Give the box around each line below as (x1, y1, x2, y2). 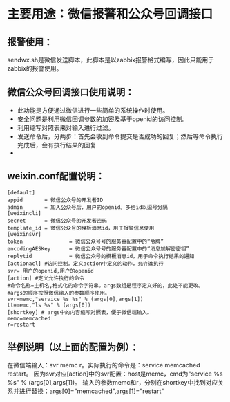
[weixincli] (7, 210, 41, 217)
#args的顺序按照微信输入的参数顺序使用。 (7, 289, 111, 296)
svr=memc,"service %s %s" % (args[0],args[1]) (7, 295, 144, 302)
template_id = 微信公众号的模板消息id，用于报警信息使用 (7, 224, 155, 232)
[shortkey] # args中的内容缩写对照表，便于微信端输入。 (7, 309, 153, 316)
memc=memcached (7, 315, 51, 322)
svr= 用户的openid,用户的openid (7, 267, 95, 274)
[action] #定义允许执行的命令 (7, 275, 85, 282)
